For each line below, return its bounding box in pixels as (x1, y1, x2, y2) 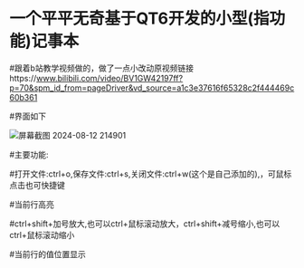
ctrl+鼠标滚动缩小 (9, 229, 75, 240)
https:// (9, 72, 37, 83)
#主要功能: (9, 148, 49, 159)
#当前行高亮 (9, 198, 54, 209)
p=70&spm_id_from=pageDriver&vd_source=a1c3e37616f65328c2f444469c (9, 82, 295, 93)
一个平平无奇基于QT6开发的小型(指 (9, 8, 270, 29)
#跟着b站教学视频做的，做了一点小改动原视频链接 (9, 62, 195, 73)
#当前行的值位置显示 (9, 248, 86, 259)
